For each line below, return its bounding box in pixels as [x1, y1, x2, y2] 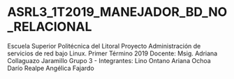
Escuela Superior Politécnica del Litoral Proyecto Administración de [7, 42, 201, 50]
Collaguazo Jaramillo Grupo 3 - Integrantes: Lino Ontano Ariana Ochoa [7, 56, 211, 64]
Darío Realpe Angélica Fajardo [7, 64, 94, 72]
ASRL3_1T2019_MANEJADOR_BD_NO [7, 4, 228, 20]
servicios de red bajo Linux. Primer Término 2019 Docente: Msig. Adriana [7, 49, 218, 58]
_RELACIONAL [7, 19, 92, 35]
